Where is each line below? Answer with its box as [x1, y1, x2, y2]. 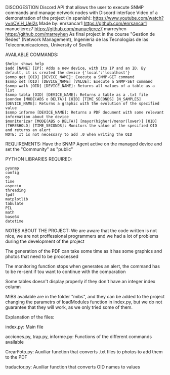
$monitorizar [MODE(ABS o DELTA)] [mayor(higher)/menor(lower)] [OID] [5, 119, 157, 124]
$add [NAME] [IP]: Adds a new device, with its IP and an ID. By [5, 66, 146, 71]
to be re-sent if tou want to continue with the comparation [5, 269, 126, 275]
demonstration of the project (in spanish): [5, 15, 92, 21]
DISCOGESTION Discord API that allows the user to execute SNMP [5, 5, 144, 10]
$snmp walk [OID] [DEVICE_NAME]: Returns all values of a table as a [5, 83, 155, 88]
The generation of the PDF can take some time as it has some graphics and [5, 248, 162, 254]
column [5, 284, 21, 290]
